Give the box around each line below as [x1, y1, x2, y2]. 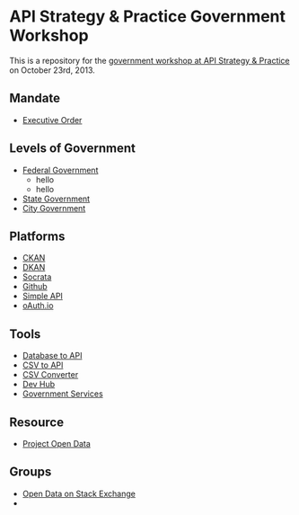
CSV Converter [22, 369, 79, 380]
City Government [22, 202, 86, 213]
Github [22, 281, 48, 292]
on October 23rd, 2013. [9, 65, 96, 75]
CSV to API [22, 360, 64, 370]
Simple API [22, 290, 63, 302]
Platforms [9, 228, 66, 244]
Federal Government [22, 164, 99, 175]
